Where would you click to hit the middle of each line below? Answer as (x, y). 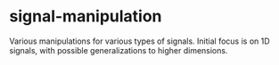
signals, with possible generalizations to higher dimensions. (119, 50)
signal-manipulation (86, 16)
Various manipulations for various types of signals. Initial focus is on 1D (139, 41)
